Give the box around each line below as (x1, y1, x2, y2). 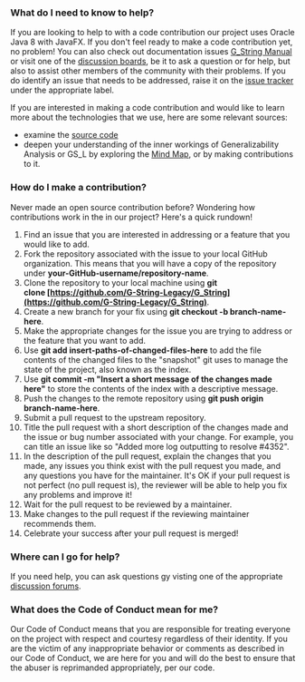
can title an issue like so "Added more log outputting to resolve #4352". (23, 441, 290, 452)
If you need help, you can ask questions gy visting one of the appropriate (10, 570, 283, 581)
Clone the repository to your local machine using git (23, 277, 218, 287)
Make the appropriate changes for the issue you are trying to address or (23, 325, 292, 336)
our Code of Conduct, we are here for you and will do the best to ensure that (10, 653, 296, 664)
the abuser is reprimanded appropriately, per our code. (10, 662, 215, 673)
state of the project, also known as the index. (23, 364, 192, 375)
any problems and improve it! (23, 489, 132, 500)
